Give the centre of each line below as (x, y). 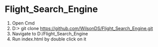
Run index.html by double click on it (49, 39)
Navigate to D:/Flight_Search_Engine (50, 33)
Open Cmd (23, 23)
